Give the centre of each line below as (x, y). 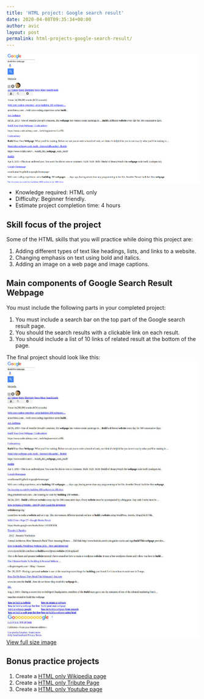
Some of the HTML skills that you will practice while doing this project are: (100, 240)
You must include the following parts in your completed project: (86, 307)
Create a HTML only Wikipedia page (61, 676)
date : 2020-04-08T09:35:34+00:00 (49, 19)
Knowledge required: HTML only (56, 192)
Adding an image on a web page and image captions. (82, 264)
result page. (30, 326)
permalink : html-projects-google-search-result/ (69, 39)
